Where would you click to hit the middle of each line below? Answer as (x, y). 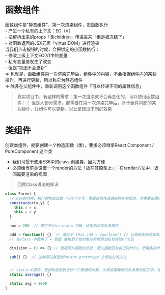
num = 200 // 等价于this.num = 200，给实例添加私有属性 (64, 226)
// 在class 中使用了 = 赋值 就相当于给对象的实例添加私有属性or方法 (72, 239)
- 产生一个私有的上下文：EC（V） (39, 30)
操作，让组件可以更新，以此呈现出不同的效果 (67, 109)
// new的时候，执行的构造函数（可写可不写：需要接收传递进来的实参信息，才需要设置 (84, 198)
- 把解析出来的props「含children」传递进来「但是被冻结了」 (66, 37)
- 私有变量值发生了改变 (28, 61)
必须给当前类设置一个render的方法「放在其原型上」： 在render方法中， (83, 168)
